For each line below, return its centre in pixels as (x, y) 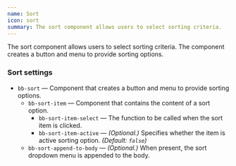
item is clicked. (60, 125)
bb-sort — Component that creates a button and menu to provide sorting (123, 88)
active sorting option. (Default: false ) (93, 140)
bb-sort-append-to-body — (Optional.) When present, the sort (117, 148)
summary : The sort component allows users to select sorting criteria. (114, 27)
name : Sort (23, 14)
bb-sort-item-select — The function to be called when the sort (131, 117)
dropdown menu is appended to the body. (89, 155)
